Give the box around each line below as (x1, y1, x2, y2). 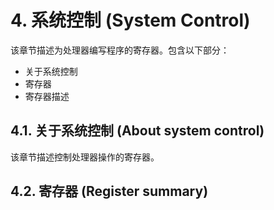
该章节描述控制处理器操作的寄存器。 (10, 151, 160, 163)
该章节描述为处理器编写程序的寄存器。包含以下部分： (10, 44, 230, 56)
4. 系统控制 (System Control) (10, 9, 251, 32)
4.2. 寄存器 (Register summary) (10, 183, 209, 200)
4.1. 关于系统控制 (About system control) (10, 122, 265, 140)
